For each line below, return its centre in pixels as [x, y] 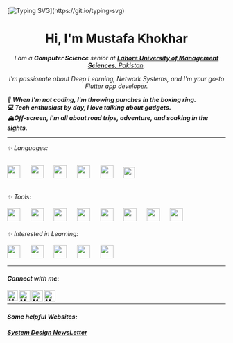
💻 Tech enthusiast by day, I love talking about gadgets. [89, 107]
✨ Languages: [28, 148]
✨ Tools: [19, 196]
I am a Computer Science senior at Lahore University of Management [116, 58]
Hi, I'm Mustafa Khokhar [116, 39]
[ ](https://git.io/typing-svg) [66, 11]
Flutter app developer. [116, 86]
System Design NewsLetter [48, 333]
